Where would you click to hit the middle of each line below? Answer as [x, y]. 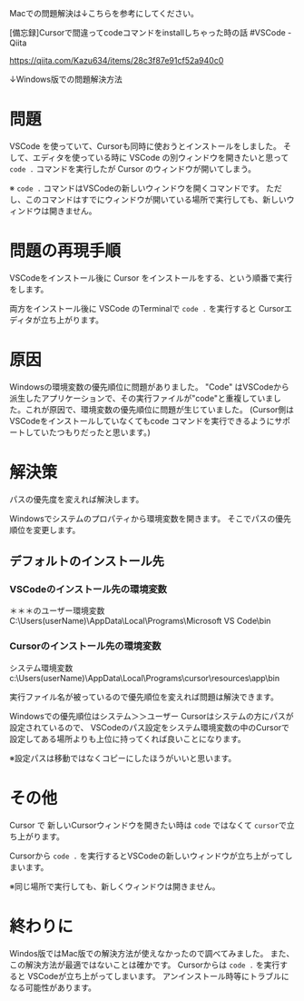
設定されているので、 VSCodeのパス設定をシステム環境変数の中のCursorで [150, 727]
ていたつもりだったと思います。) [92, 432]
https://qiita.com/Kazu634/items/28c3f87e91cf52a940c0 [117, 60]
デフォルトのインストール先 [87, 561]
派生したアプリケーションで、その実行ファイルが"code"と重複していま [142, 398]
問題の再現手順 [65, 251]
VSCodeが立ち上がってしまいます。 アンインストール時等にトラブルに [158, 976]
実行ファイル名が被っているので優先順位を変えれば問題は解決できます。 [144, 697]
